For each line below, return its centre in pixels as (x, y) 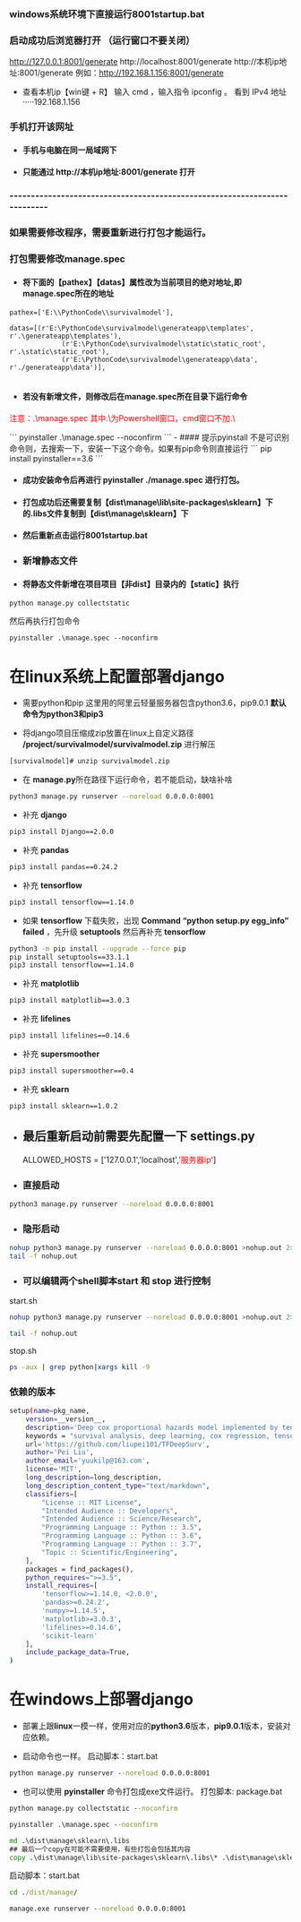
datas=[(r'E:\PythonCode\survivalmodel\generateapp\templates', (132, 329)
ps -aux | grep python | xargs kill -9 (80, 1367)
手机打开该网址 (42, 127)
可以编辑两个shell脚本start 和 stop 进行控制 (116, 1280)
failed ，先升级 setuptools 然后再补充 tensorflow (114, 931)
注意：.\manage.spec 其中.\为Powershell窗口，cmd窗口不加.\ (122, 418)
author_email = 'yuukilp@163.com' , (88, 1461)
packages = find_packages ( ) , (80, 1569)
